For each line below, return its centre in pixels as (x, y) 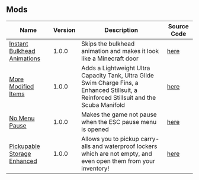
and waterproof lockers (125, 146)
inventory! (95, 168)
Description (121, 30)
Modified (22, 86)
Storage (20, 153)
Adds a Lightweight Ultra (116, 68)
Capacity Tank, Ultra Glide (118, 75)
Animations (25, 58)
